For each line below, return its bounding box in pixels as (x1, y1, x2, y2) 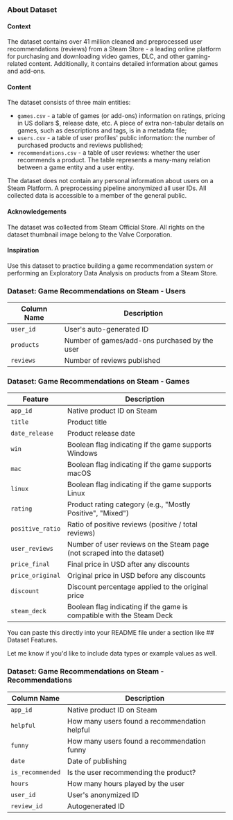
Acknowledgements (7, 207, 67, 216)
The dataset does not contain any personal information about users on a (7, 177, 214, 185)
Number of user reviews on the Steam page (67, 540, 209, 549)
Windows (67, 449, 98, 459)
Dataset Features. (7, 636, 58, 644)
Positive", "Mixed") (67, 509, 130, 518)
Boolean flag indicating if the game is (67, 602, 189, 612)
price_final (10, 561, 51, 568)
